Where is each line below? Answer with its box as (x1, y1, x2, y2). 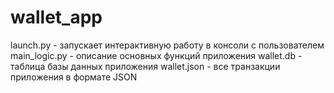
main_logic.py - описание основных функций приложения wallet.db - (10, 49, 303, 61)
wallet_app (10, 6, 103, 29)
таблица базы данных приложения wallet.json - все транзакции (10, 60, 281, 72)
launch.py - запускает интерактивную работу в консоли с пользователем (10, 39, 325, 51)
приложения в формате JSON (10, 71, 138, 83)
